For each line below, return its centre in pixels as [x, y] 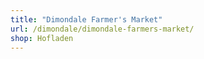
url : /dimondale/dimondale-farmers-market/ [102, 29]
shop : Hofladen [42, 38]
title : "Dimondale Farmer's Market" [86, 19]
